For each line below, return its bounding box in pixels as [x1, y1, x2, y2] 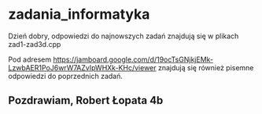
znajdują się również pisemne [157, 62, 254, 72]
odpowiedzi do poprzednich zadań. [8, 71, 124, 80]
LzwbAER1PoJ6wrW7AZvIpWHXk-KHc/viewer [8, 62, 157, 72]
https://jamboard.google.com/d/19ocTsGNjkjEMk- [53, 55, 214, 64]
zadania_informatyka [8, 5, 150, 23]
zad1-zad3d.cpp [8, 39, 61, 48]
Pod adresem [8, 55, 52, 64]
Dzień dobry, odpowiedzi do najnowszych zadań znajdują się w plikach [8, 31, 239, 41]
